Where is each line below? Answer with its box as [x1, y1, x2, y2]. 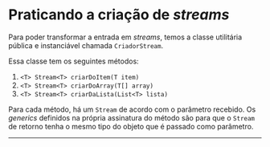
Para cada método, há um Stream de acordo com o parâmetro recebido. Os [8, 104, 256, 114]
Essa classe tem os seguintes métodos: [8, 56, 139, 66]
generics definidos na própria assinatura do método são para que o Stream [8, 112, 256, 122]
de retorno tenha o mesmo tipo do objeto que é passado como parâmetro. [8, 121, 254, 131]
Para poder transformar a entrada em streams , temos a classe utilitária [8, 32, 243, 42]
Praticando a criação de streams [8, 6, 230, 24]
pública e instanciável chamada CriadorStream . [8, 40, 163, 50]
